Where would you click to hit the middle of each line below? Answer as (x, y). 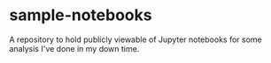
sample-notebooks (81, 15)
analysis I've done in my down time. (74, 48)
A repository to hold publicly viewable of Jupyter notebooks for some (136, 39)
